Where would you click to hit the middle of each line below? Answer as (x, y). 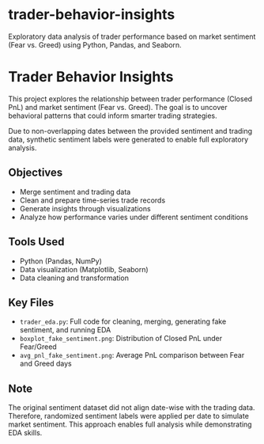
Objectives (36, 173)
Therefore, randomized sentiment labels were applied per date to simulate (128, 416)
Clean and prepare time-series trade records (92, 200)
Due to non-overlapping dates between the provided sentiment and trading (130, 131)
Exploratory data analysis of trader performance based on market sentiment (132, 36)
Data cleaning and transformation (74, 278)
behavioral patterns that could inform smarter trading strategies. (113, 116)
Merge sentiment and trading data (75, 192)
